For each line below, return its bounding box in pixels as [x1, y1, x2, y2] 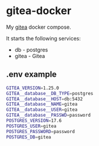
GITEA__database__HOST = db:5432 [6, 96, 83, 102]
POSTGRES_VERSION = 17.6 [6, 118, 62, 124]
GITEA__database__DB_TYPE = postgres [6, 90, 94, 96]
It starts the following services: [6, 35, 81, 42]
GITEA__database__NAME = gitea [6, 101, 78, 107]
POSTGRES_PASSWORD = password [6, 128, 75, 134]
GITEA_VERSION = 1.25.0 [6, 85, 60, 91]
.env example [6, 69, 57, 80]
